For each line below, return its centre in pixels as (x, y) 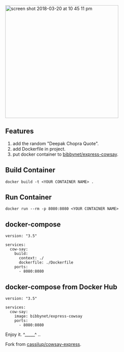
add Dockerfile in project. (39, 149)
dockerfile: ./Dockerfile (46, 262)
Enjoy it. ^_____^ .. (23, 335)
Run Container (29, 197)
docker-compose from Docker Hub (61, 287)
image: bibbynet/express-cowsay (48, 316)
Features (19, 131)
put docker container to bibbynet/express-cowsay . (66, 154)
